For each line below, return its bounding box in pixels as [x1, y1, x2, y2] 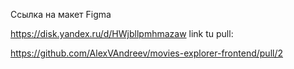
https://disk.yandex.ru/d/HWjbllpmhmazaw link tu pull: [10, 28, 234, 39]
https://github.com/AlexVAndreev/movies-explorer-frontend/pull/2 [10, 47, 283, 59]
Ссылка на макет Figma [10, 9, 112, 20]
